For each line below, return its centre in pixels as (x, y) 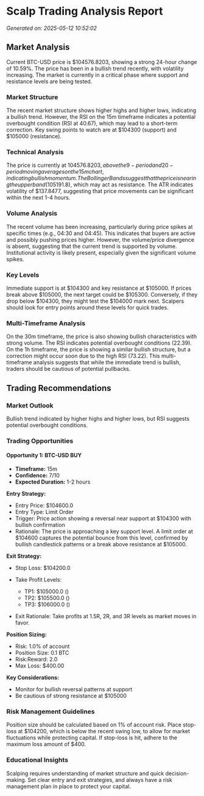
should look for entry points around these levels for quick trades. (87, 307)
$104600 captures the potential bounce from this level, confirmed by (101, 538)
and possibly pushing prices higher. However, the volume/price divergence (100, 239)
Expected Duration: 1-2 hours (53, 482)
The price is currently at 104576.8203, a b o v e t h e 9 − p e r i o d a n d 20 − (90, 165)
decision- (177, 773)
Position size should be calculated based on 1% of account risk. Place (94, 725)
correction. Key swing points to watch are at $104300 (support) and (91, 130)
